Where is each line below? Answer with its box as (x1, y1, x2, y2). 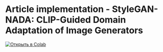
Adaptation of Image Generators (5, 25, 143, 36)
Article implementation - (5, 3, 110, 15)
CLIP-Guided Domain (36, 14, 126, 25)
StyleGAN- (112, 3, 158, 15)
